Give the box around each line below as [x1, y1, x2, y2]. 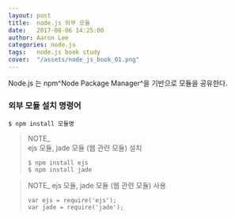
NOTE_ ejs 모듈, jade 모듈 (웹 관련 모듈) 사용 [27, 181, 166, 191]
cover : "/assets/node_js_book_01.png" [8, 56, 140, 64]
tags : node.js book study [8, 48, 101, 56]
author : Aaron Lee [8, 33, 69, 42]
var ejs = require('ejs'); [27, 197, 117, 205]
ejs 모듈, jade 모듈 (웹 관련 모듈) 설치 [27, 143, 142, 153]
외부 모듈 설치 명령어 [8, 100, 81, 111]
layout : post [8, 11, 51, 20]
